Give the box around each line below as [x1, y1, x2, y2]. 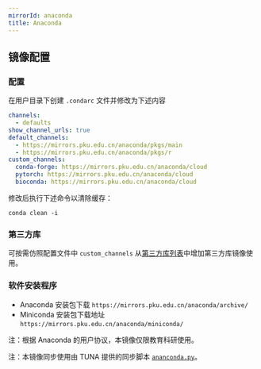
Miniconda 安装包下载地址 [19, 309, 106, 319]
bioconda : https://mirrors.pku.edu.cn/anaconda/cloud [15, 178, 197, 186]
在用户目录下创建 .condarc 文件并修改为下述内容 [8, 96, 167, 106]
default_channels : [8, 133, 69, 141]
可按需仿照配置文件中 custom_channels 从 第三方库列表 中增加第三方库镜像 [8, 248, 247, 258]
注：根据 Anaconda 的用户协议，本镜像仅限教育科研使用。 [8, 335, 198, 344]
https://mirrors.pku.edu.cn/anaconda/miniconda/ [19, 320, 184, 328]
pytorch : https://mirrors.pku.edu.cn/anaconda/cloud [15, 171, 194, 179]
